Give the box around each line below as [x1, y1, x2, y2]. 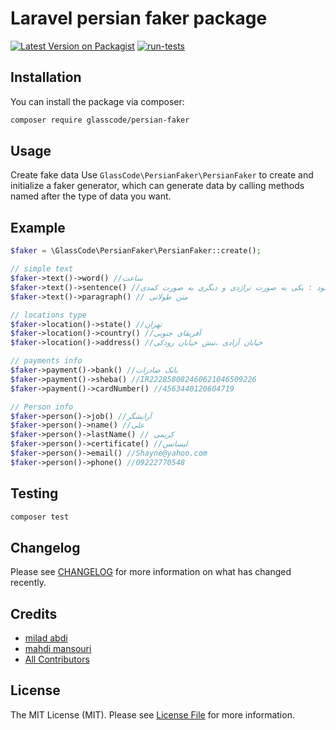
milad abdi [24, 632, 68, 644]
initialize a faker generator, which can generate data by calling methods [10, 180, 305, 192]
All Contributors [24, 653, 90, 666]
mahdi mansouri [24, 643, 92, 655]
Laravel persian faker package [10, 7, 268, 30]
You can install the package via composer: [10, 95, 185, 107]
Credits [10, 605, 58, 622]
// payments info [10, 356, 83, 366]
